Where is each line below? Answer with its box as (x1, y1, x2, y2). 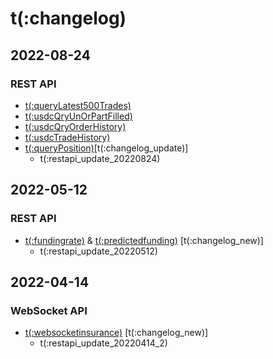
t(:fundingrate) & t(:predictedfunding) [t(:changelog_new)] (24, 234, 264, 246)
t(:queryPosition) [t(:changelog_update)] (24, 142, 189, 154)
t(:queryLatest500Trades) (24, 99, 132, 111)
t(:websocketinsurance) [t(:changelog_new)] (24, 327, 209, 339)
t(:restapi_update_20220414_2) (39, 337, 168, 349)
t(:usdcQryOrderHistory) (24, 120, 127, 132)
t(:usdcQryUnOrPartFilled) (24, 110, 133, 122)
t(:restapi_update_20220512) (39, 245, 158, 257)
